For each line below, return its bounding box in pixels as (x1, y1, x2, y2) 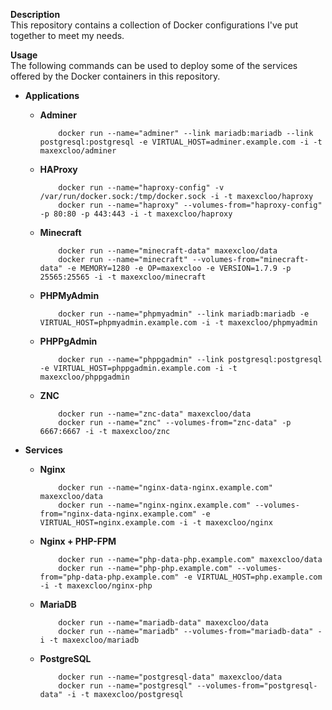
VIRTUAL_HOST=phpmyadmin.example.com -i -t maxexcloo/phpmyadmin (39, 318, 318, 328)
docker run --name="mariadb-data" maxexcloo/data (58, 618, 269, 628)
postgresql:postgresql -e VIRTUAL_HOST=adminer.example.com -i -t (39, 137, 323, 147)
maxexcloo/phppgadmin (39, 372, 130, 382)
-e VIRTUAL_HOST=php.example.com (183, 572, 323, 582)
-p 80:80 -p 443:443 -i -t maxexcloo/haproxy (39, 209, 233, 219)
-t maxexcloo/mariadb (48, 635, 140, 645)
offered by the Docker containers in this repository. (10, 70, 221, 82)
